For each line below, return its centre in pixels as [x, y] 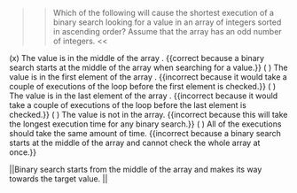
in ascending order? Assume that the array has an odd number [167, 31]
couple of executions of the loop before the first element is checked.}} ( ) [143, 86]
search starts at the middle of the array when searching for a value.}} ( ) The [148, 67]
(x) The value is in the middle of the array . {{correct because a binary [137, 58]
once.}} [23, 152]
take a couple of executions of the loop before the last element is [128, 105]
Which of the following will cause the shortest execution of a [164, 13]
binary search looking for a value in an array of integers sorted [167, 22]
